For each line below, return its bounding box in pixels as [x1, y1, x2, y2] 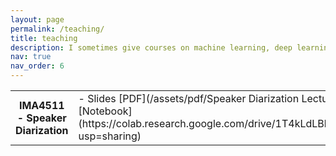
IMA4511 [18, 99, 65, 112]
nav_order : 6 [10, 61, 65, 71]
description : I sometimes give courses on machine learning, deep [10, 42, 293, 53]
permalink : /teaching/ [10, 24, 105, 34]
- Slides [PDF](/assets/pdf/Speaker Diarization [78, 92, 300, 105]
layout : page [10, 14, 65, 25]
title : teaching [10, 33, 78, 43]
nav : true [10, 52, 52, 62]
